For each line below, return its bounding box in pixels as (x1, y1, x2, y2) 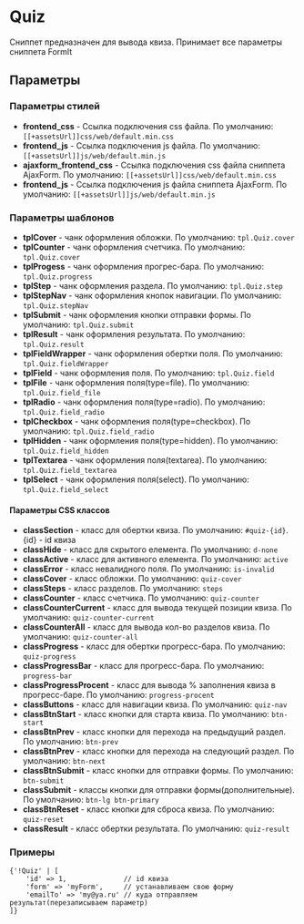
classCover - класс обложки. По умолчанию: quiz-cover (22, 573, 242, 584)
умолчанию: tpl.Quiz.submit (22, 319, 135, 330)
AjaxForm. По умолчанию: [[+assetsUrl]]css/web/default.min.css (22, 169, 278, 180)
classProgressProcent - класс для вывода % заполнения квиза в (22, 680, 276, 691)
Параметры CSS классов (9, 504, 110, 516)
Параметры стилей (9, 100, 100, 113)
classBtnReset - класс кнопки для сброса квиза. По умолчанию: (22, 804, 275, 815)
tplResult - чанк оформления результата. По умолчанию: (22, 328, 246, 339)
